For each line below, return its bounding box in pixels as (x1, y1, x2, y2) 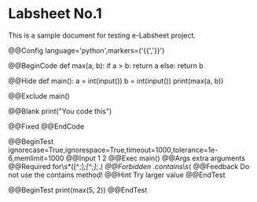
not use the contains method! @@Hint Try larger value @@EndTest (8, 170, 226, 179)
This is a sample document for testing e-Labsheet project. (8, 31, 196, 40)
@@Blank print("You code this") (8, 106, 112, 116)
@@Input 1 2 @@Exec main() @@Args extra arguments (65, 153, 246, 163)
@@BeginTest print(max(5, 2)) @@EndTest (8, 185, 148, 194)
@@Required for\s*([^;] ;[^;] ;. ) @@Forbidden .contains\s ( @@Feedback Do (8, 161, 250, 171)
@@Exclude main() (8, 91, 71, 100)
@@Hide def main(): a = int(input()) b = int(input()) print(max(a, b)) (8, 76, 224, 85)
